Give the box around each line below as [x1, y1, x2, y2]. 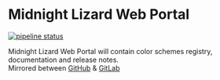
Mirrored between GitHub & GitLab [8, 63, 120, 72]
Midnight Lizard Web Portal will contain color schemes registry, [8, 46, 213, 56]
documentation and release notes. [8, 55, 119, 64]
